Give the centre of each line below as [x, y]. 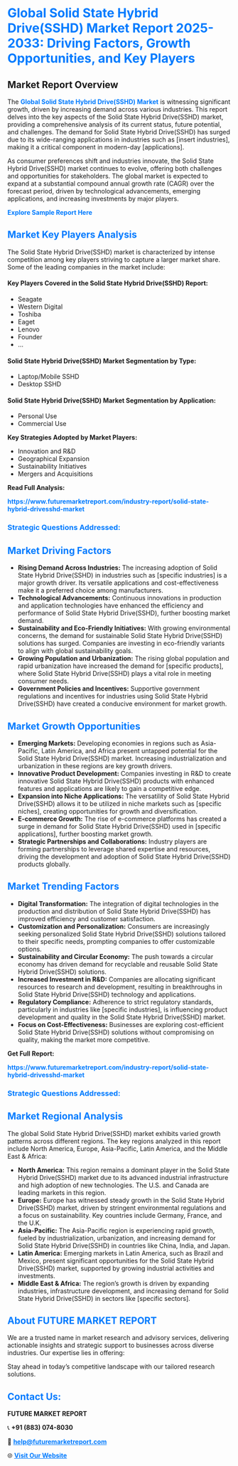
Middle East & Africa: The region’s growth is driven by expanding [113, 1283]
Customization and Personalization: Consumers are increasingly [113, 926]
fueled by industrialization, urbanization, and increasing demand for [117, 1238]
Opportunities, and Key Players [101, 59]
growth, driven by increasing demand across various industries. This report [118, 109]
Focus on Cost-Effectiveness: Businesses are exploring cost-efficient [120, 1024]
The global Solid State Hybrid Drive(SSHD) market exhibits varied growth [114, 1133]
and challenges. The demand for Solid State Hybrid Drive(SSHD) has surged [119, 132]
